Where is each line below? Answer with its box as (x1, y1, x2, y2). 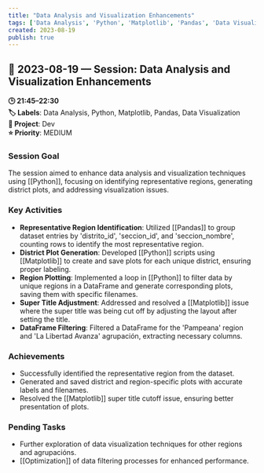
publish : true (8, 33, 55, 42)
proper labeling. (19, 264, 71, 273)
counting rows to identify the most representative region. (19, 239, 204, 248)
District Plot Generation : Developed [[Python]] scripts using (19, 247, 215, 257)
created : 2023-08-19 (8, 26, 76, 34)
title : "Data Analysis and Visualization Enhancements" (8, 11, 195, 20)
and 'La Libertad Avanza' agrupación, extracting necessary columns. (19, 331, 243, 340)
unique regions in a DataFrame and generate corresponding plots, (19, 280, 233, 291)
